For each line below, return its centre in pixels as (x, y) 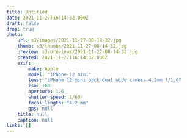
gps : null (41, 108)
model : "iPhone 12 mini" (60, 74)
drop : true (20, 29)
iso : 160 (39, 86)
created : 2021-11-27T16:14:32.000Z (63, 57)
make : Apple (44, 69)
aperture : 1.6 (46, 92)
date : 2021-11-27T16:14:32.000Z (47, 18)
